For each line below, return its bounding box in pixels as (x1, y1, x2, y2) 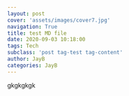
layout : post (7, 10, 45, 17)
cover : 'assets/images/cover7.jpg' (7, 17, 111, 24)
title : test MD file (7, 29, 68, 37)
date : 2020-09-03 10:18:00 (7, 36, 86, 43)
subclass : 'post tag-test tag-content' (7, 49, 123, 56)
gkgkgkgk (7, 81, 36, 89)
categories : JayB (7, 62, 58, 69)
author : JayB (7, 56, 45, 63)
